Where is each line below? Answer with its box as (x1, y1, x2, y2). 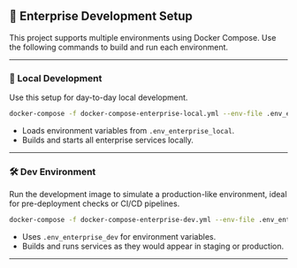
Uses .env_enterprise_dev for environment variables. (21, 232, 217, 242)
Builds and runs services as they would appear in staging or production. (21, 241, 285, 252)
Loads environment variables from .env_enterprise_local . (21, 125, 235, 135)
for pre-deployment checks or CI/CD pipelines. (9, 198, 180, 209)
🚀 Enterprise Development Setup (9, 9, 193, 24)
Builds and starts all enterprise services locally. (21, 134, 194, 145)
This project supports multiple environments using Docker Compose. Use (9, 32, 277, 42)
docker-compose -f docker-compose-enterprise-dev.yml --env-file (9, 216, 255, 225)
